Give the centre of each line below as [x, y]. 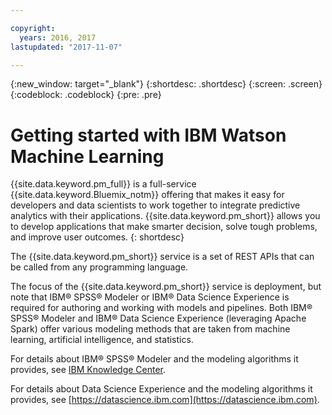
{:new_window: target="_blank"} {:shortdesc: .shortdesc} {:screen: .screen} [166, 84]
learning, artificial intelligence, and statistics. [102, 340]
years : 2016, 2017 [58, 37]
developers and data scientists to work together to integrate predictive [155, 205]
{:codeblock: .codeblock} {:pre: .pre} [86, 95]
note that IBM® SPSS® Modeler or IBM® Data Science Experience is [150, 297]
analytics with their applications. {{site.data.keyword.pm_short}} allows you [165, 216]
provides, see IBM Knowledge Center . [88, 370]
